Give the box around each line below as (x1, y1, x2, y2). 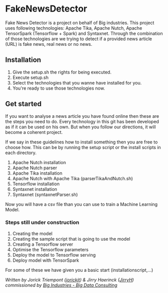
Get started (5, 100, 42, 108)
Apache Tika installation (12, 170, 63, 176)
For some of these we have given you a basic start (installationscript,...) (5, 267, 153, 273)
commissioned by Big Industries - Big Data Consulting (5, 282, 118, 288)
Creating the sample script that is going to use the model (12, 236, 131, 242)
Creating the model (12, 230, 53, 237)
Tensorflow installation (12, 181, 60, 187)
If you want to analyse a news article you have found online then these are (5, 113, 159, 119)
